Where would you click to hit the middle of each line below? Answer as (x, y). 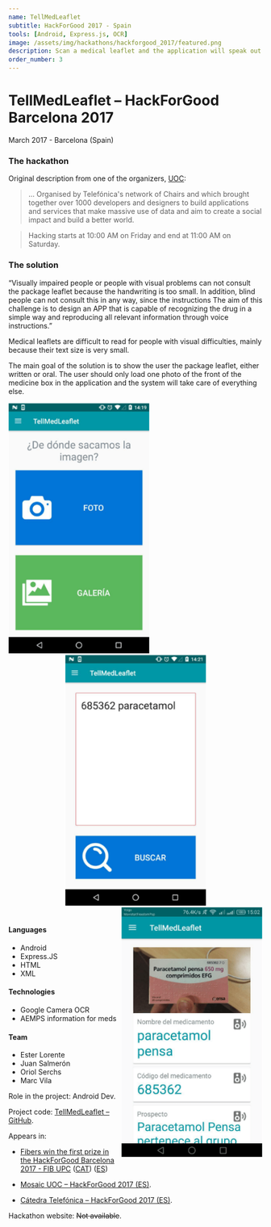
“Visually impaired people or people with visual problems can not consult (130, 283)
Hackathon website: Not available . (65, 1216)
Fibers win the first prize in (65, 1152)
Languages (27, 930)
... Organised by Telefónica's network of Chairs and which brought (139, 195)
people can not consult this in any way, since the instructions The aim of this (135, 299)
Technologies (32, 992)
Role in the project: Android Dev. (62, 1096)
